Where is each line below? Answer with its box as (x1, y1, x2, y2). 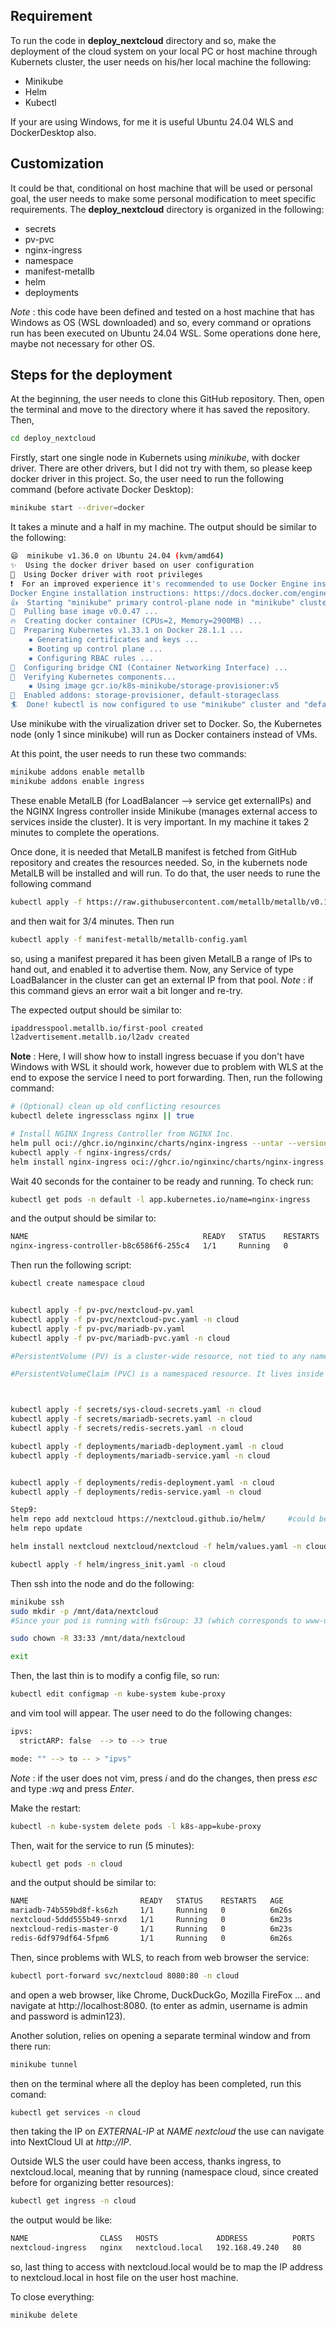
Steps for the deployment (10, 367, 173, 384)
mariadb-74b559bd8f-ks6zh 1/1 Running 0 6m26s (10, 1905, 293, 1916)
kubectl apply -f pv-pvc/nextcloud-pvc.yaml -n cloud (10, 1314, 240, 1324)
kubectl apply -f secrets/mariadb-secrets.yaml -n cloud (10, 1414, 253, 1424)
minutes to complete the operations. (10, 826, 160, 838)
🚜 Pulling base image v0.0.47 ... (10, 607, 159, 617)
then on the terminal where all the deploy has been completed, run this (10, 2077, 302, 2089)
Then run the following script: (10, 1259, 132, 1271)
